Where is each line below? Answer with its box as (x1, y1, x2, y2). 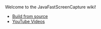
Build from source (12, 14, 48, 19)
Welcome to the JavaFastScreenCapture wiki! (5, 4, 96, 10)
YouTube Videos (12, 19, 45, 24)
